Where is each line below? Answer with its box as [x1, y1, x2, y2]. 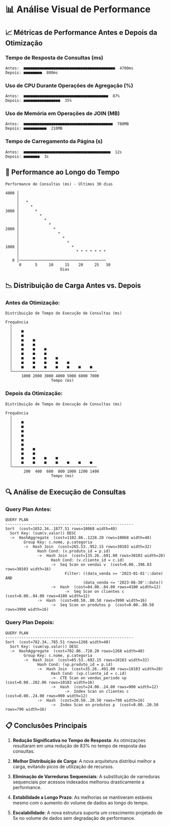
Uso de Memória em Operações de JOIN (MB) [5, 110, 120, 117]
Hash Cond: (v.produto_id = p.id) [37, 549, 111, 554]
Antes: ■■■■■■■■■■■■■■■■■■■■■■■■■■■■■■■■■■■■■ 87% [5, 94, 120, 99]
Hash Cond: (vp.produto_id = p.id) [37, 662, 113, 667]
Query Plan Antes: [5, 505, 52, 512]
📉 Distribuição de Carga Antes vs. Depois [5, 281, 141, 290]
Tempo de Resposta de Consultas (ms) [5, 54, 104, 61]
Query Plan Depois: [5, 619, 55, 626]
